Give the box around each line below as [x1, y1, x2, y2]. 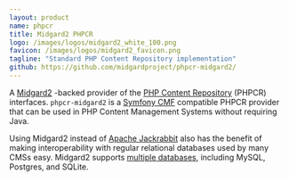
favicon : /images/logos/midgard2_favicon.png [9, 46, 181, 55]
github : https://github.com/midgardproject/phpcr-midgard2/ [9, 63, 237, 72]
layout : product [9, 12, 69, 22]
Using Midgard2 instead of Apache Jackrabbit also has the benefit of [9, 133, 262, 144]
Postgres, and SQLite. [9, 161, 89, 172]
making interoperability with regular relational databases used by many [9, 142, 269, 152]
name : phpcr [9, 21, 53, 30]
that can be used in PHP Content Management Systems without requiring [9, 106, 277, 117]
